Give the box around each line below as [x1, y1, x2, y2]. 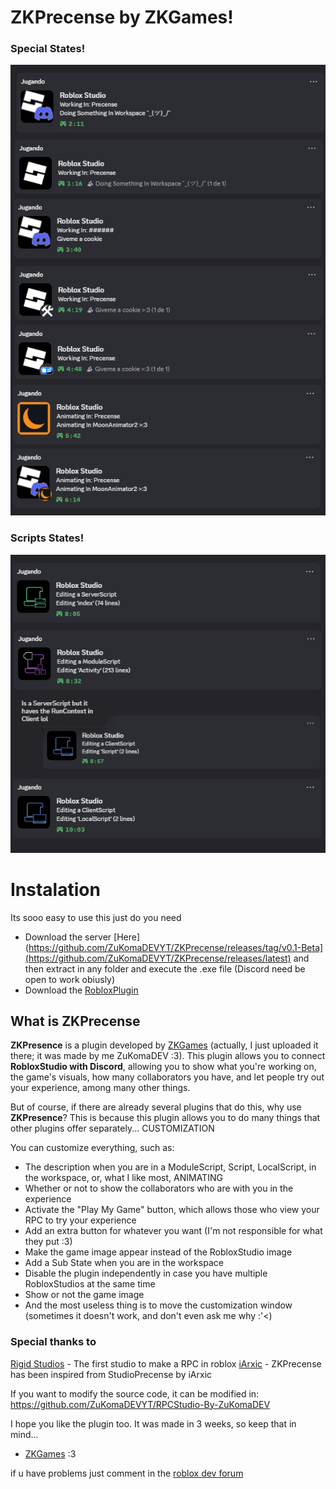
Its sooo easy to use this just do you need [10, 911, 182, 923]
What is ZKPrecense [10, 1013, 141, 1030]
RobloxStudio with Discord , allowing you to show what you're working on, [10, 1061, 317, 1073]
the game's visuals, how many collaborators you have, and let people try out [10, 1071, 325, 1083]
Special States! [10, 42, 86, 56]
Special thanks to [10, 1335, 97, 1349]
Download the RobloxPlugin [24, 984, 139, 996]
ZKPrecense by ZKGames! [10, 6, 234, 29]
